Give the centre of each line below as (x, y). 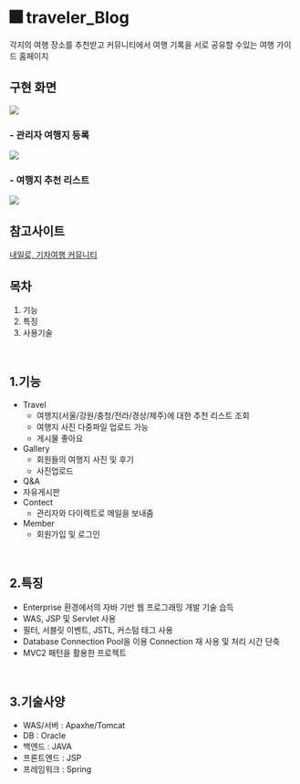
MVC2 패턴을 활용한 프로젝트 (75, 653)
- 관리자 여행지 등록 (49, 135)
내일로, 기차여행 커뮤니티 (53, 255)
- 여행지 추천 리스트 (49, 180)
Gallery (36, 448)
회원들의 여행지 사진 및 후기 (85, 459)
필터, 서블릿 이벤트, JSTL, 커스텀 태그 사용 (98, 630)
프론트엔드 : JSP (52, 758)
